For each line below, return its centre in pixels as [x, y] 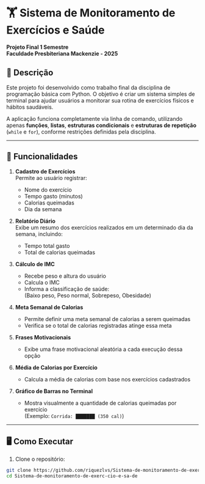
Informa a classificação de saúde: [67, 289]
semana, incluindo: [39, 234]
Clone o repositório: [40, 459]
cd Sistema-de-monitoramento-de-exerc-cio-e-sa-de [72, 476]
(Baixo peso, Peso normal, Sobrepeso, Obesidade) [88, 295]
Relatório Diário [35, 221]
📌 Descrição [30, 73]
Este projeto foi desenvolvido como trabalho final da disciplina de [88, 87]
